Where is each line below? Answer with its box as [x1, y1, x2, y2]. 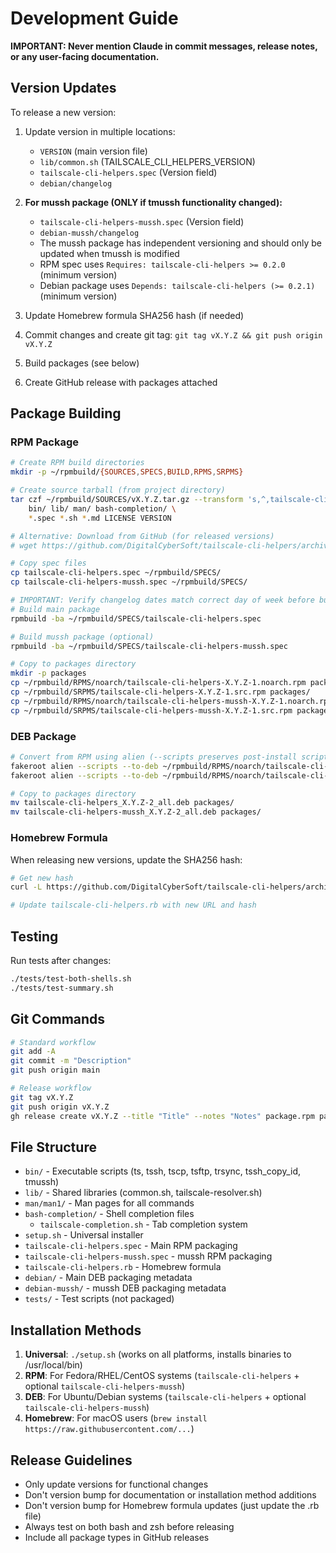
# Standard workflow [10, 1037, 97, 1047]
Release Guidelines [10, 1452, 133, 1469]
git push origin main [10, 1065, 101, 1076]
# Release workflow [10, 1083, 92, 1094]
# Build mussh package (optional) [10, 632, 155, 642]
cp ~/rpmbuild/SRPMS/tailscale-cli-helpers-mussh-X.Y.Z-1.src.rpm [10, 705, 293, 716]
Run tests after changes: [10, 954, 112, 966]
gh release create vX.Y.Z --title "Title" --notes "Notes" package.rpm [10, 1111, 315, 1121]
